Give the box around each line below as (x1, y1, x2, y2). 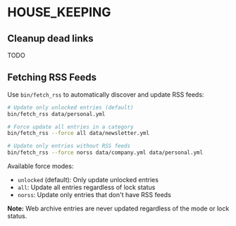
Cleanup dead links (7, 32, 94, 44)
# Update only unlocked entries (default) (7, 104, 134, 111)
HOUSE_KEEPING (7, 4, 111, 20)
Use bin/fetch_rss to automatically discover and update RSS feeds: (7, 90, 204, 99)
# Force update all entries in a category (7, 123, 134, 131)
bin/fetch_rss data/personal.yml (7, 110, 106, 117)
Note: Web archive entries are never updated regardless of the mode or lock (7, 204, 230, 213)
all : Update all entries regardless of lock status (17, 183, 156, 191)
